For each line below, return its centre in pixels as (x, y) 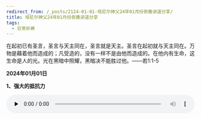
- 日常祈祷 (23, 28)
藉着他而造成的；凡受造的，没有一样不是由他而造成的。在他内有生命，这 (106, 54)
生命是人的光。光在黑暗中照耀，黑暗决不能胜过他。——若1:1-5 (83, 61)
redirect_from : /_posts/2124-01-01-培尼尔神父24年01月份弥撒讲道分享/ (90, 12)
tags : (13, 23)
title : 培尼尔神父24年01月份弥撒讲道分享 (52, 17)
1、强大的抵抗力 (26, 86)
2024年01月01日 (27, 73)
